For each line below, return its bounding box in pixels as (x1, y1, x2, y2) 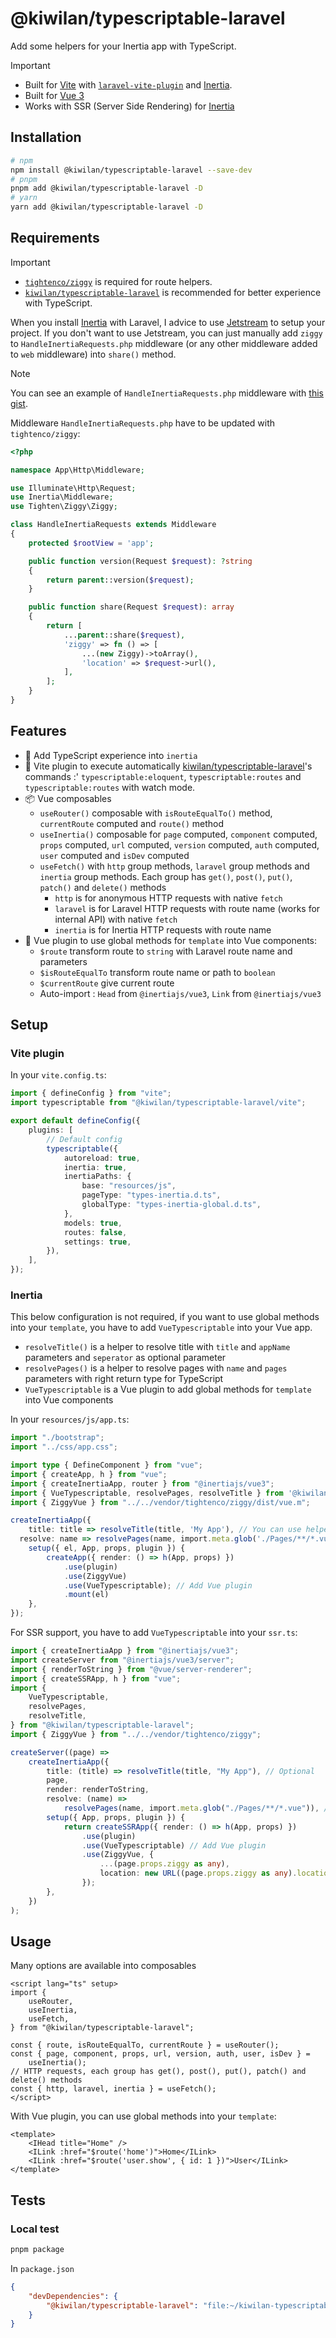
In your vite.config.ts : (10, 1069, 107, 1081)
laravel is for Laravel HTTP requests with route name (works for (54, 902, 321, 914)
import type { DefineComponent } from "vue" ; (10, 1460, 203, 1471)
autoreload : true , (63, 1153, 141, 1163)
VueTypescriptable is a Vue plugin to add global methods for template (24, 1383, 312, 1396)
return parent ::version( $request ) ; (46, 575, 195, 585)
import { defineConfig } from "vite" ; (10, 1088, 172, 1099)
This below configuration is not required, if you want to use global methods (10, 1311, 320, 1323)
